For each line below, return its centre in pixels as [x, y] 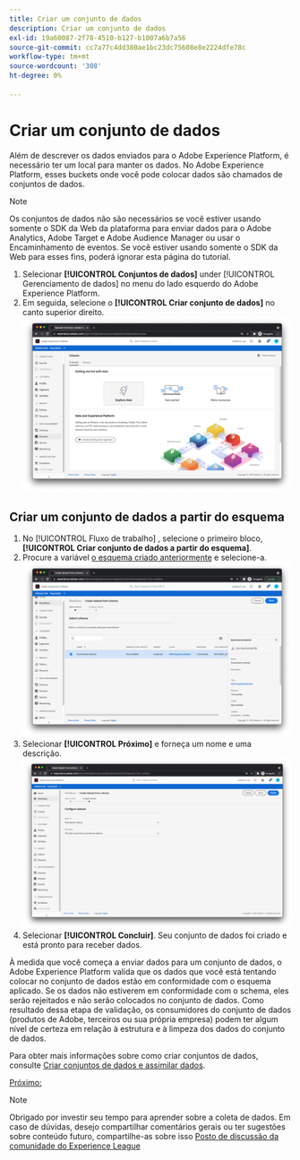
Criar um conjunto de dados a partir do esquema [147, 516]
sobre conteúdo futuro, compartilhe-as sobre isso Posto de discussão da [144, 1137]
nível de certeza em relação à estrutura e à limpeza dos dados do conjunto [147, 1029]
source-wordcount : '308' [56, 66]
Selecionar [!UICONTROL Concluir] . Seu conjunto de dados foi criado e [154, 935]
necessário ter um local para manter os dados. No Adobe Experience [137, 165]
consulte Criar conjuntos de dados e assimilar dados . [107, 1065]
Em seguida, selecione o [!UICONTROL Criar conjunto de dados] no [149, 302]
